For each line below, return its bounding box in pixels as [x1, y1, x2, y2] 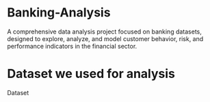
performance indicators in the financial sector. [7, 42, 137, 50]
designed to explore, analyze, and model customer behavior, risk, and [7, 34, 204, 42]
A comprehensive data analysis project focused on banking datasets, [7, 27, 202, 36]
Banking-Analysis [7, 5, 111, 21]
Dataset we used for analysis [7, 66, 176, 81]
